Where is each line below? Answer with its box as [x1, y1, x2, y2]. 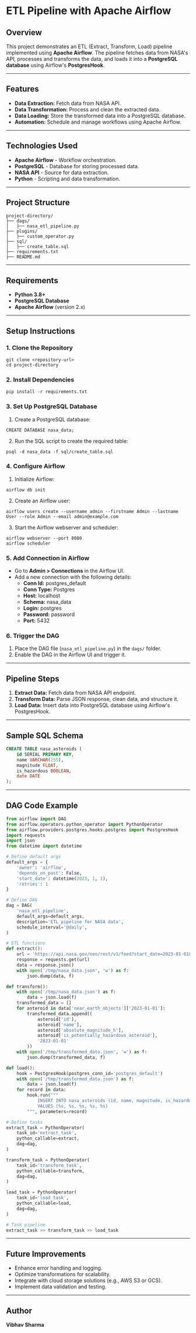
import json [6, 838, 35, 844]
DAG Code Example [6, 800, 78, 810]
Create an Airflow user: [14, 497, 71, 504]
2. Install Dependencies [6, 375, 75, 383]
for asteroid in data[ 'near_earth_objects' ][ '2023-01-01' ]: [16, 1005, 166, 1012]
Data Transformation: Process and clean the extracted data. [14, 106, 161, 113]
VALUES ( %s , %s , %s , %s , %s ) [37, 1103, 108, 1109]
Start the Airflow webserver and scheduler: [14, 523, 118, 531]
